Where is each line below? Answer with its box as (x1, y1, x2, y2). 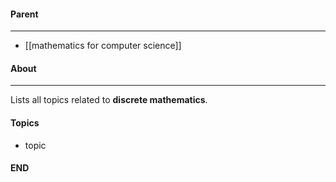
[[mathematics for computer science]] (24, 40, 182, 52)
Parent (10, 8, 39, 20)
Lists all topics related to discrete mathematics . (10, 94, 208, 106)
